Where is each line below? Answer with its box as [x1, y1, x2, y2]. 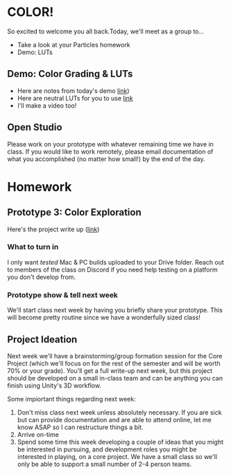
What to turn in [7, 242, 59, 252]
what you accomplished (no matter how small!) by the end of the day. [7, 154, 205, 163]
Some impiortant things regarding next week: [7, 394, 137, 403]
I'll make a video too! [17, 101, 77, 110]
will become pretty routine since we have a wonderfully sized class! [7, 313, 201, 322]
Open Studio [7, 122, 62, 133]
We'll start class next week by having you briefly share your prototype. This [7, 306, 223, 315]
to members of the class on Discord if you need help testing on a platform [7, 265, 218, 274]
